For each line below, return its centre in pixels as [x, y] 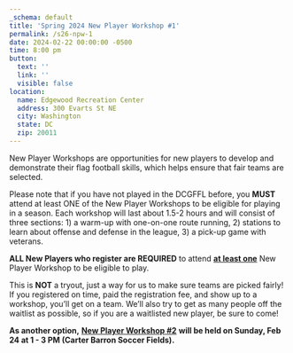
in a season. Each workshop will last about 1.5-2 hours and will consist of [143, 213]
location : [27, 91]
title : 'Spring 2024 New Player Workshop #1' [94, 26]
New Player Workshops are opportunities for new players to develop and [142, 158]
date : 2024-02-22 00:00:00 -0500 [71, 42]
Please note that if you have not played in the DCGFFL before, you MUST [143, 194]
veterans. [27, 241]
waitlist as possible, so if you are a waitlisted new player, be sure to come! [144, 313]
